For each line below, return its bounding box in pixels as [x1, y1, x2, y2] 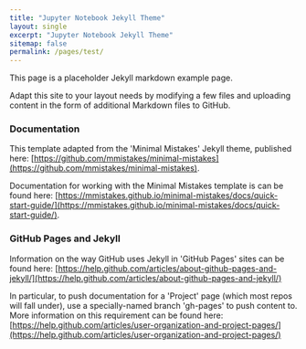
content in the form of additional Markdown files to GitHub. [9, 100, 231, 111]
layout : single [9, 22, 68, 31]
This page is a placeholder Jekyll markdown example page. [9, 72, 233, 83]
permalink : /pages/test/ [9, 48, 104, 57]
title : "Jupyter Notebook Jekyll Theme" [9, 13, 166, 23]
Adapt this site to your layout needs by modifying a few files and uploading [9, 90, 291, 101]
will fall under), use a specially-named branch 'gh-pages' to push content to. [9, 300, 298, 311]
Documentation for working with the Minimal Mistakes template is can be [9, 180, 284, 192]
